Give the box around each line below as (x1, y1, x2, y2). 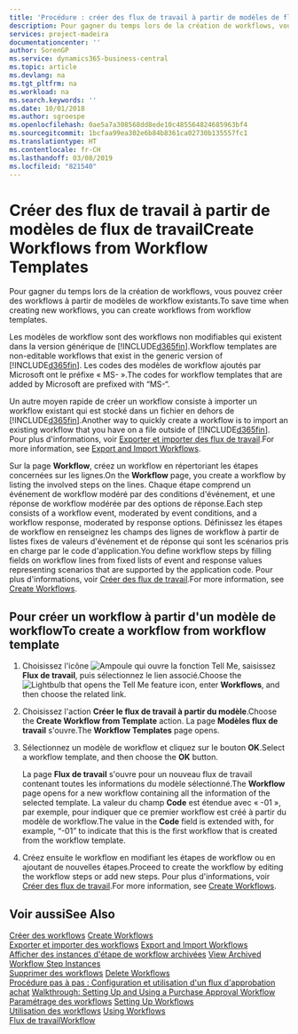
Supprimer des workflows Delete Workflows (9, 967, 170, 978)
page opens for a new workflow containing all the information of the (21, 788, 271, 798)
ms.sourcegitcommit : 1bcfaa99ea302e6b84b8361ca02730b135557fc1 (9, 129, 248, 138)
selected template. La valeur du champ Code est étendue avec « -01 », (21, 798, 282, 808)
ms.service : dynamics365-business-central (9, 54, 169, 63)
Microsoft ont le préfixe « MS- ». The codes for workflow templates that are (9, 370, 283, 381)
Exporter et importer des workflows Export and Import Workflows (9, 939, 248, 950)
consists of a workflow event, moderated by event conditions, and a (9, 508, 257, 518)
